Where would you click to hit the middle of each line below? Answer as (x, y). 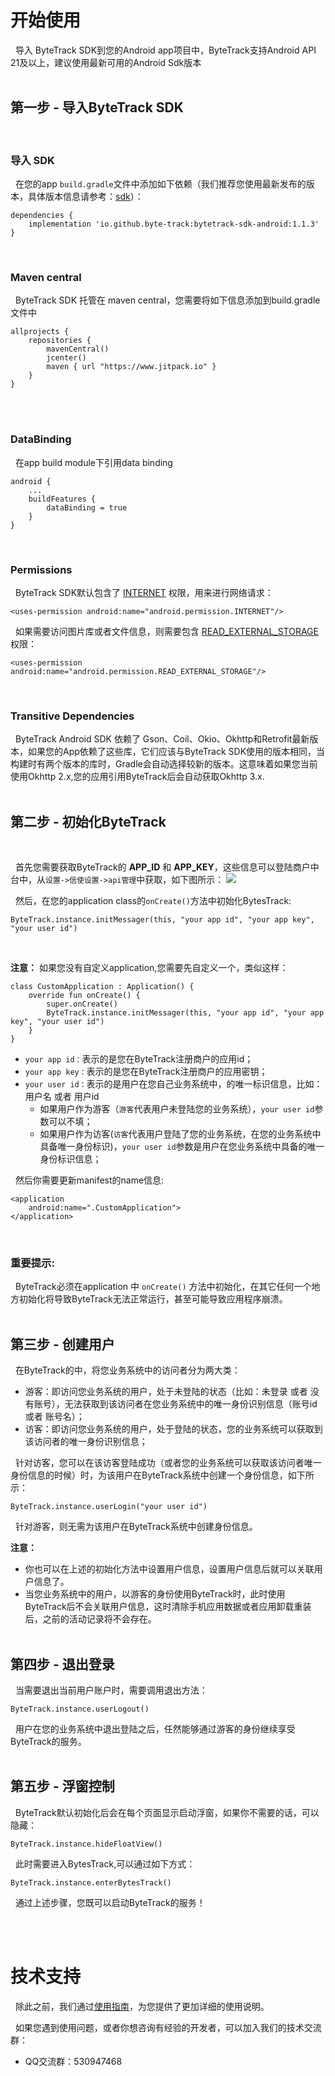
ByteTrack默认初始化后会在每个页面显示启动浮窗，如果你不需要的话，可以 (167, 1812)
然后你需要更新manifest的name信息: (89, 1180)
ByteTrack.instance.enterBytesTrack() (91, 1882)
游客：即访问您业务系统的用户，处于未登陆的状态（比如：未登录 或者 (166, 1392)
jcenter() (66, 358)
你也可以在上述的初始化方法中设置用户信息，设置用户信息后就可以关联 (169, 1569)
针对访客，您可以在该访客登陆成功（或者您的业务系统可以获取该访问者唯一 (168, 1463)
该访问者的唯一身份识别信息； (86, 1442)
